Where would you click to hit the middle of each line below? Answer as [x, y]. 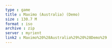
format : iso [19, 24]
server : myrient [23, 33]
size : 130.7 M [21, 19]
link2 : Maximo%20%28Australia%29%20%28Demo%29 [56, 38]
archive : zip [20, 28]
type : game [18, 10]
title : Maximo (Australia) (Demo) [43, 14]
